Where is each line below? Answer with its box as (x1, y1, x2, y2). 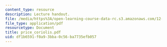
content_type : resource (5, 7, 55, 12)
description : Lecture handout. (5, 12, 70, 17)
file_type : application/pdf (5, 21, 64, 26)
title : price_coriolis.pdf (5, 30, 61, 35)
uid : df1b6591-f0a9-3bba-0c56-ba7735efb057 (5, 35, 97, 40)
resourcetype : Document (5, 25, 55, 30)
